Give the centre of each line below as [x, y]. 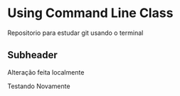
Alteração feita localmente [46, 72]
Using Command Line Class [90, 13]
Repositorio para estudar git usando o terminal [75, 33]
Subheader [33, 55]
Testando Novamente [39, 86]
